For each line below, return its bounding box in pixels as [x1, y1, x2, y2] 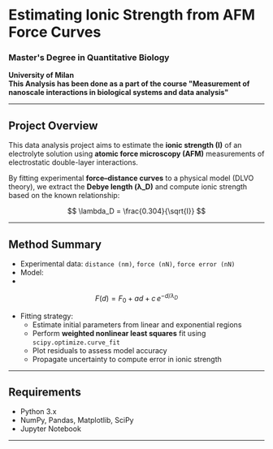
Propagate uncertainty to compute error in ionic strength [32, 354, 222, 364]
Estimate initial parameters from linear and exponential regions [32, 319, 242, 330]
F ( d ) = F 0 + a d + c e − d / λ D [94, 292, 179, 305]
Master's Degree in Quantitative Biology [8, 52, 170, 63]
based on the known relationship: [8, 191, 120, 201]
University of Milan [8, 71, 75, 80]
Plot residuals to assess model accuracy [32, 345, 168, 355]
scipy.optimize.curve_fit [32, 339, 120, 347]
